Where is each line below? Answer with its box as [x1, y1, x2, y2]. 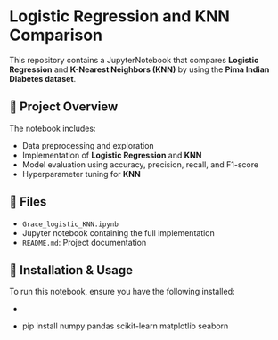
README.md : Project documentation [21, 237, 147, 247]
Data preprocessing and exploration [21, 140, 154, 150]
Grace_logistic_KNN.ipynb [21, 220, 119, 229]
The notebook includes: [9, 123, 96, 134]
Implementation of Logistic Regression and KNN [21, 150, 202, 160]
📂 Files [9, 194, 47, 210]
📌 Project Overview [9, 100, 119, 115]
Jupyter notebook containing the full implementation [21, 227, 216, 238]
